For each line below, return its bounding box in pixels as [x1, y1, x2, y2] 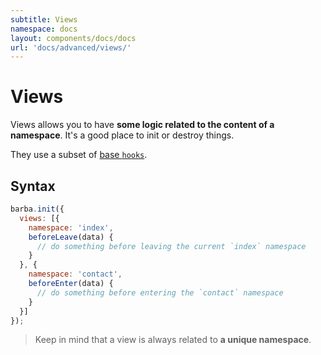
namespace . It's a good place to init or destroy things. [10, 129, 235, 141]
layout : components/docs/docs [10, 33, 137, 43]
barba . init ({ [10, 204, 65, 214]
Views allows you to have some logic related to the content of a [10, 119, 275, 131]
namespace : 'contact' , [28, 269, 123, 280]
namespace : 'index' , [28, 222, 114, 233]
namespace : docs [10, 24, 78, 34]
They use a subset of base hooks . [10, 149, 148, 161]
